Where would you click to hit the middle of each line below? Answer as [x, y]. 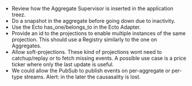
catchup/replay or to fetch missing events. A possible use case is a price [99, 58]
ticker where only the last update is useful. [62, 64]
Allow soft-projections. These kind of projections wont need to [87, 52]
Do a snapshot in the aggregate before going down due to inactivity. [93, 21]
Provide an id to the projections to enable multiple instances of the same [98, 33]
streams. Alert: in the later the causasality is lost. [83, 77]
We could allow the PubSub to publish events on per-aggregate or [91, 70]
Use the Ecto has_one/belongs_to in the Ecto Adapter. [76, 27]
